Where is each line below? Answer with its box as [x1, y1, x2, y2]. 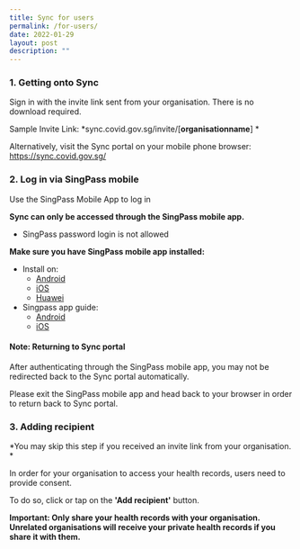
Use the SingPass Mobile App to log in [9, 193, 151, 204]
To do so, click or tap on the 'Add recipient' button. [9, 495, 200, 506]
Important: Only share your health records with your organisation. [9, 512, 260, 523]
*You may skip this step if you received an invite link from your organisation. [9, 441, 292, 452]
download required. [9, 106, 82, 117]
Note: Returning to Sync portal [9, 341, 126, 352]
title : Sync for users [9, 13, 94, 22]
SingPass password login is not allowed [22, 229, 169, 239]
